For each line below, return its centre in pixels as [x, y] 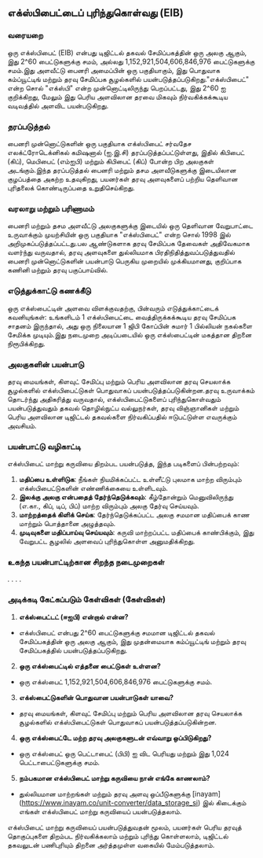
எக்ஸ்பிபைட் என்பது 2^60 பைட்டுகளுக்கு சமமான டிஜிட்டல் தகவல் [117, 632]
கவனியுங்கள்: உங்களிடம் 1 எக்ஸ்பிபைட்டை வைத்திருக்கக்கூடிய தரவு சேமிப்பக [122, 317]
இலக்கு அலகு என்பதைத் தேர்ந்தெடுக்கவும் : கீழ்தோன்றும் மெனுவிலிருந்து [126, 497]
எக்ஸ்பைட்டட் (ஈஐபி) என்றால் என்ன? [73, 617]
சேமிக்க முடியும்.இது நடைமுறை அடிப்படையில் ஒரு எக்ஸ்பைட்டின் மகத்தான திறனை [130, 334]
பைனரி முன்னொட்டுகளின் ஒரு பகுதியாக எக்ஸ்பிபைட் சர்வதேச [99, 143]
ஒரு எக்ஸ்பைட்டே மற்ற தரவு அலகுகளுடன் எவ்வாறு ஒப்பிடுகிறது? [115, 738]
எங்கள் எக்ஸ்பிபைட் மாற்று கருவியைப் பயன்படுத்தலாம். [100, 811]
